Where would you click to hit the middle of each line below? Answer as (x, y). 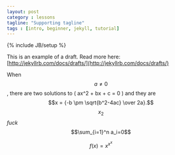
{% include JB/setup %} (36, 45)
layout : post (23, 12)
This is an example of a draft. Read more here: (64, 57)
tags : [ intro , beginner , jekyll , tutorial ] (63, 28)
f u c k (13, 123)
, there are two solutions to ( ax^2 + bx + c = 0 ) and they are (81, 94)
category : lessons (31, 17)
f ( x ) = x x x (101, 145)
